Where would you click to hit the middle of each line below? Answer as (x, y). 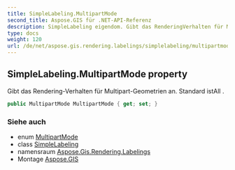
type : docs (23, 33)
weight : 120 (24, 40)
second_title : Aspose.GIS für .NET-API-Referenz (79, 20)
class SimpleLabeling (48, 144)
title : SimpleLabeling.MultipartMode (62, 14)
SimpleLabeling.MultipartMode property (97, 74)
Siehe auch (27, 121)
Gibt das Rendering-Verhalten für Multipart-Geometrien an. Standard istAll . (116, 91)
